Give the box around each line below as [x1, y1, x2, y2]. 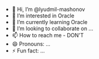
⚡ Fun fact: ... [11, 47, 45, 54]
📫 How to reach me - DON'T [11, 32, 84, 39]
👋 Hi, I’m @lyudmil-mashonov [11, 6, 85, 13]
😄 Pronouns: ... [11, 40, 51, 48]
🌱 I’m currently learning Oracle [11, 19, 88, 25]
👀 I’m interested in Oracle [11, 12, 75, 19]
